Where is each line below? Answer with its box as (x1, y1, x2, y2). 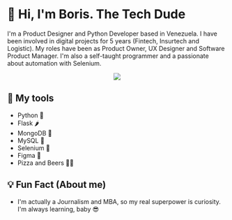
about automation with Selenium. (7, 59, 102, 67)
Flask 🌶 (17, 119, 40, 127)
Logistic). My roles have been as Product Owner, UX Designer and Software (7, 44, 225, 52)
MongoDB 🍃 (17, 129, 52, 137)
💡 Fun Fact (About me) (7, 179, 107, 191)
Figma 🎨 (17, 151, 42, 159)
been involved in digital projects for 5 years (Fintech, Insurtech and (7, 36, 200, 45)
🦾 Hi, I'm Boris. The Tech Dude (7, 6, 186, 22)
